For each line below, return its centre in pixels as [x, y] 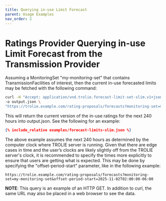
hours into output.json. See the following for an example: [63, 121]
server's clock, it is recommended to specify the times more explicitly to [79, 155]
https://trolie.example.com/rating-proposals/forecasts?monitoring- [77, 175]
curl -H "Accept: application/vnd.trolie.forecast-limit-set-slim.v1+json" [85, 97]
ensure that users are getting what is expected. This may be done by [75, 160]
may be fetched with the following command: [51, 88]
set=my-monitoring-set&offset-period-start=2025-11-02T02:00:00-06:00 [79, 179]
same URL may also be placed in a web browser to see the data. [70, 193]
